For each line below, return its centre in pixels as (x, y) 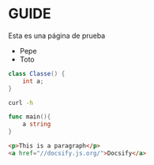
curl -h (21, 103)
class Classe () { (37, 73)
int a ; (33, 81)
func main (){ (30, 117)
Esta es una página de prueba (57, 36)
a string (37, 124)
